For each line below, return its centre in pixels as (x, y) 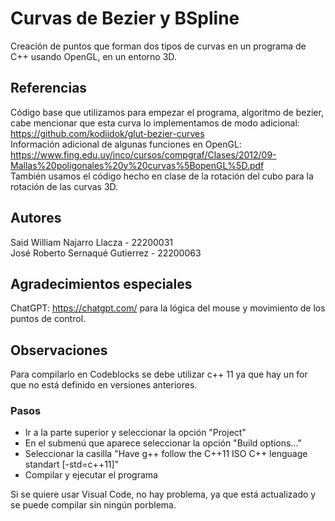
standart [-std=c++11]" (72, 464)
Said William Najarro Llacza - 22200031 (92, 242)
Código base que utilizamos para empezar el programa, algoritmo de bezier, (167, 112)
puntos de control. (48, 319)
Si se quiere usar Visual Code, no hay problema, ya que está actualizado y (163, 494)
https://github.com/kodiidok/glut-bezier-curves (107, 133)
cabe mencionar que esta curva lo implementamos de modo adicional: (155, 123)
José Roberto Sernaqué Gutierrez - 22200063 (106, 253)
